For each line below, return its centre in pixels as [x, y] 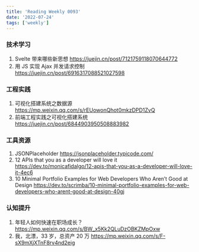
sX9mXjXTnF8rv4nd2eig [45, 242]
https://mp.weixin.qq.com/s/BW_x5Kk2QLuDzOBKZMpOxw [87, 229]
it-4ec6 [24, 172]
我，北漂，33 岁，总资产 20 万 [52, 236]
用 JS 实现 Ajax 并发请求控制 [50, 66]
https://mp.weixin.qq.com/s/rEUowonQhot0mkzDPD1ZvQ [85, 110]
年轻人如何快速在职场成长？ [49, 222]
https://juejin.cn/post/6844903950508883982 [72, 124]
